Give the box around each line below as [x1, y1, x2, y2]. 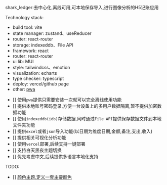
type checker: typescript [12, 75, 64, 81]
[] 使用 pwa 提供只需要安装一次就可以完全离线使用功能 [12, 97, 122, 103]
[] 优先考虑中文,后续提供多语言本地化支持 [12, 154, 99, 159]
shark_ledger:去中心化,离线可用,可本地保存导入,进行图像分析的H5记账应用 [5, 5, 159, 10]
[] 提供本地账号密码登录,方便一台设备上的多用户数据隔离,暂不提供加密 [12, 103, 158, 109]
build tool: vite [12, 24, 43, 30]
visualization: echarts [12, 70, 57, 76]
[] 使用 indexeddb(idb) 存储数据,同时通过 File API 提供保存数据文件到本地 [12, 116, 162, 121]
